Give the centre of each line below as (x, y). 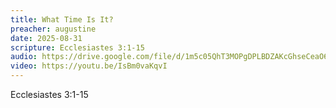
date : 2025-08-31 (46, 38)
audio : (24, 57)
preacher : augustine (53, 29)
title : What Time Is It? (62, 19)
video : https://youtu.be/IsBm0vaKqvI (89, 66)
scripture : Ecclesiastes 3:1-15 (77, 47)
